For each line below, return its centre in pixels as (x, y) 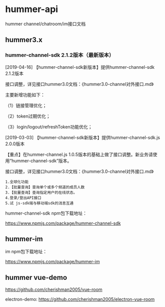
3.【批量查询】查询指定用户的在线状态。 (41, 192)
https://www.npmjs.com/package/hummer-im (53, 262)
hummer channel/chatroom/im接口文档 (46, 24)
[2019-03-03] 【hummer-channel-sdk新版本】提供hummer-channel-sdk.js (82, 137)
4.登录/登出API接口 (23, 198)
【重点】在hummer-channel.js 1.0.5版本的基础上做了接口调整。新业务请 (79, 154)
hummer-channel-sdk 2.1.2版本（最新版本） (60, 55)
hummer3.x (24, 40)
